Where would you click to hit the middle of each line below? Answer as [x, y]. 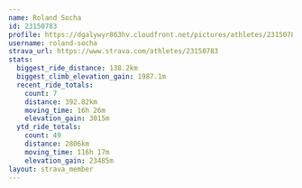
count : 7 [41, 93]
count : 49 [43, 136]
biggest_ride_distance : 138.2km [78, 69]
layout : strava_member [51, 169]
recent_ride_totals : [55, 85]
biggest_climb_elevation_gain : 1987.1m [92, 77]
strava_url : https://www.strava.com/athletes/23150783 [114, 52]
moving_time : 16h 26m [65, 110]
